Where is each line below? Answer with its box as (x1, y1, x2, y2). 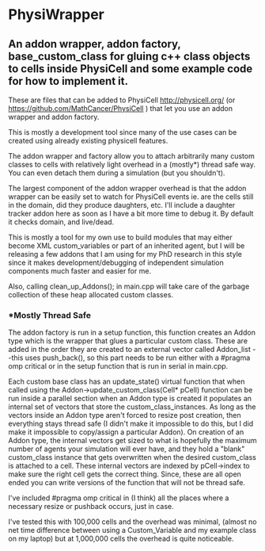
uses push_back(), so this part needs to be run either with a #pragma (25, 353, 251, 362)
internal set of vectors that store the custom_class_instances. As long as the (8, 402, 256, 411)
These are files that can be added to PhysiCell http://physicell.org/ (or (8, 95, 236, 105)
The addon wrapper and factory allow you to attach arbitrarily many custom (8, 151, 255, 160)
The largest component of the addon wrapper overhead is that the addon (8, 184, 247, 193)
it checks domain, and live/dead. (8, 217, 115, 227)
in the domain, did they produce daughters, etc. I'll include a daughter (8, 201, 236, 209)
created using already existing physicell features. (8, 136, 168, 145)
